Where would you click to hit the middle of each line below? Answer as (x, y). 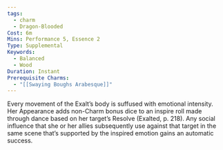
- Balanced (29, 59)
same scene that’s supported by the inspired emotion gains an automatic (110, 133)
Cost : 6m (20, 33)
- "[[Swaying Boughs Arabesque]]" (63, 84)
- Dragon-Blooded (38, 26)
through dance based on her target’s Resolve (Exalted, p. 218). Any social (111, 119)
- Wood (23, 65)
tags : (15, 13)
